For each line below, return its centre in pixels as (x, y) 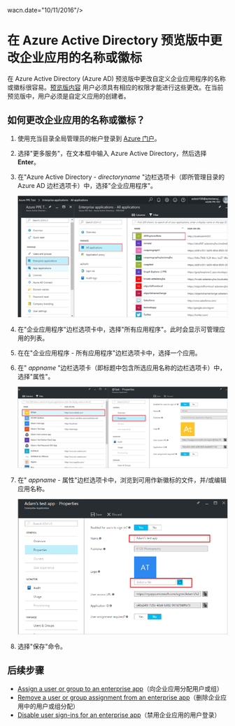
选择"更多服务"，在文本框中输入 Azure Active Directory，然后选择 (112, 153)
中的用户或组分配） (51, 706)
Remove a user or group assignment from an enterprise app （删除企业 (119, 697)
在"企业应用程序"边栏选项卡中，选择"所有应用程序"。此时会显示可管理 (118, 329)
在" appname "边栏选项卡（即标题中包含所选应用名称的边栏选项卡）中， (121, 368)
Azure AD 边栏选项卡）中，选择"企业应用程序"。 (87, 185)
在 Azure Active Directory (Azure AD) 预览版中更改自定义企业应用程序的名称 (116, 78)
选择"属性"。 (36, 376)
